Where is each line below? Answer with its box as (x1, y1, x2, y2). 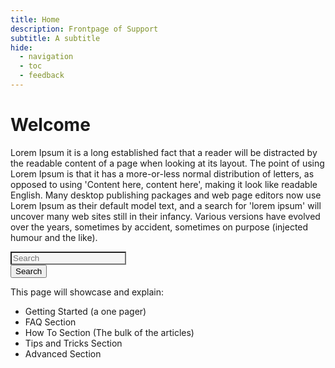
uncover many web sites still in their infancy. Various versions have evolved (10, 210, 321, 222)
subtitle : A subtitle (10, 33, 101, 43)
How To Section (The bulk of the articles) (24, 326, 195, 338)
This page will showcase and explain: (10, 286, 165, 298)
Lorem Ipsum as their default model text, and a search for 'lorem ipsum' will (10, 199, 322, 211)
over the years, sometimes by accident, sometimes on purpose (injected (10, 221, 309, 233)
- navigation (19, 52, 74, 62)
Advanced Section (24, 347, 102, 360)
